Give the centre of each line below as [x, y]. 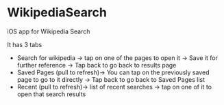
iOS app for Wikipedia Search [49, 31]
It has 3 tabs [25, 44]
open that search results [51, 94]
